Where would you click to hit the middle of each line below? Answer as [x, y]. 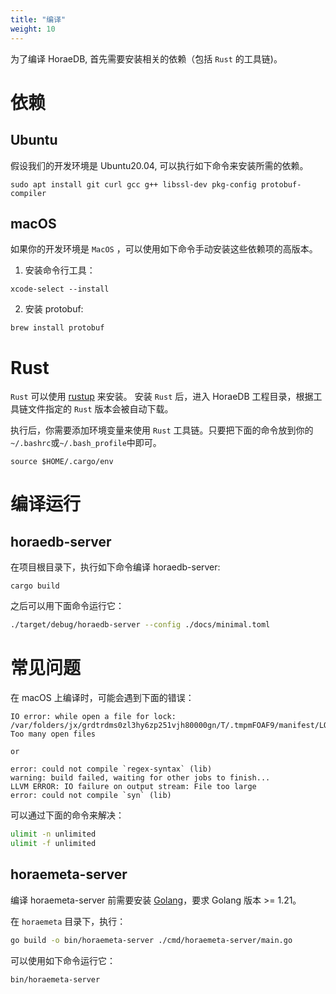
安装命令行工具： [60, 270]
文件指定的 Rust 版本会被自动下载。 [100, 409]
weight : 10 [33, 29]
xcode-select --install [60, 289]
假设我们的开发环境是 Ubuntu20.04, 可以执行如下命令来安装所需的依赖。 [159, 165]
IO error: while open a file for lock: [93, 717]
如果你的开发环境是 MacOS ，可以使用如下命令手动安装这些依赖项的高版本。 [164, 249]
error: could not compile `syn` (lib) [91, 796]
